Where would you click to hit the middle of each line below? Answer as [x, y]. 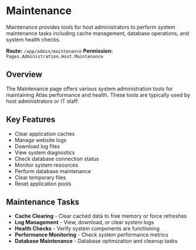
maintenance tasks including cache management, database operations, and [98, 33]
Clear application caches [45, 134]
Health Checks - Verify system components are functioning [87, 229]
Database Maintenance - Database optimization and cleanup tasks [96, 241]
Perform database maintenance [53, 171]
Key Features [31, 119]
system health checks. [33, 39]
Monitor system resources [46, 165]
